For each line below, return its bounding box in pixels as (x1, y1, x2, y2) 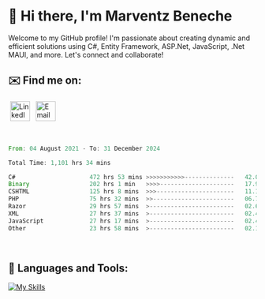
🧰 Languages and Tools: (8, 261, 129, 275)
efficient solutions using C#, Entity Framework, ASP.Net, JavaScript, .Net (8, 41, 245, 50)
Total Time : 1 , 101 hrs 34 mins (8, 159, 111, 166)
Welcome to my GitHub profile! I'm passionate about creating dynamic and (8, 33, 251, 43)
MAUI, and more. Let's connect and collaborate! (8, 50, 164, 59)
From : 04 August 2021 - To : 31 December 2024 (8, 144, 160, 152)
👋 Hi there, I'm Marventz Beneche (8, 7, 233, 25)
